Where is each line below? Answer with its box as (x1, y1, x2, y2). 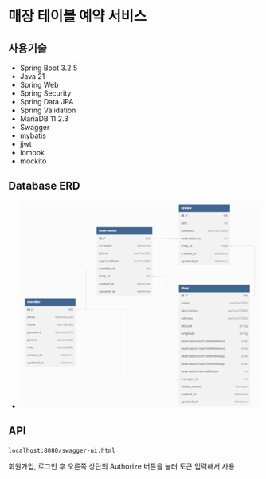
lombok (19, 148, 45, 157)
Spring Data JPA (19, 97, 74, 106)
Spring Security (19, 88, 72, 98)
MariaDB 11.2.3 (19, 114, 69, 124)
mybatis (19, 131, 46, 140)
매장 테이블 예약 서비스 (8, 7, 147, 26)
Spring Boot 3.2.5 (19, 63, 78, 73)
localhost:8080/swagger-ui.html (8, 446, 115, 454)
